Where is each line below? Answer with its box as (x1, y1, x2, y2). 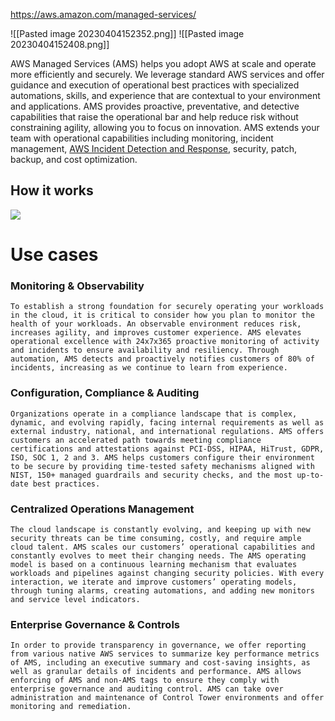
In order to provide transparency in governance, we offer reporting (10, 640, 307, 651)
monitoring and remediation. (10, 702, 132, 712)
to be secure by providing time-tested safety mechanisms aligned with (10, 461, 315, 471)
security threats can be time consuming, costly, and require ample (10, 533, 302, 543)
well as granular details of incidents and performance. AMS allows (10, 667, 302, 677)
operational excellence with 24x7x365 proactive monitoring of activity (10, 337, 320, 347)
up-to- (296, 470, 325, 480)
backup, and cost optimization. (10, 154, 138, 165)
